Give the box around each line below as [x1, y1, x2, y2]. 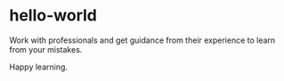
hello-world [9, 5, 98, 26]
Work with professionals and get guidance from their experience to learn [9, 35, 276, 45]
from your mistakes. [9, 44, 83, 54]
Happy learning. [9, 61, 69, 72]
